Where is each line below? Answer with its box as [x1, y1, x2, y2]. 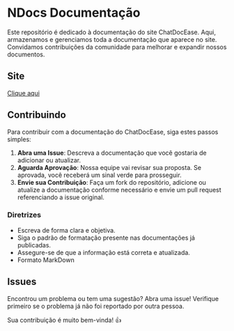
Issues [7, 276, 37, 288]
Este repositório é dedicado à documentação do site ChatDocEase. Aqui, [7, 28, 216, 36]
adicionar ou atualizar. [17, 155, 81, 164]
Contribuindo [7, 109, 66, 121]
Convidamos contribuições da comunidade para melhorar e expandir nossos [7, 43, 227, 51]
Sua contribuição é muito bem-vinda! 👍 [7, 316, 122, 324]
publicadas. [17, 240, 51, 249]
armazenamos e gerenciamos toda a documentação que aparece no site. [7, 35, 217, 43]
